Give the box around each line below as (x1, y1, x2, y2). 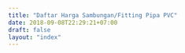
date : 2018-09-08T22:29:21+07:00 (8, 19, 118, 26)
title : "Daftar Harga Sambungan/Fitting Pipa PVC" (8, 11, 178, 19)
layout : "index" (8, 33, 61, 41)
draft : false (8, 26, 51, 34)
